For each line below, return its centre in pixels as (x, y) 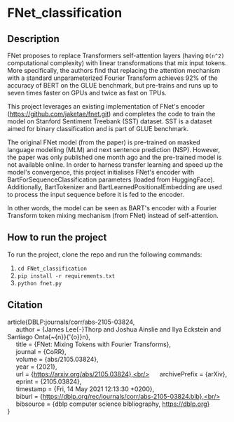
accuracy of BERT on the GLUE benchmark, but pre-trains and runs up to (113, 85)
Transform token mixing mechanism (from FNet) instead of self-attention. (113, 216)
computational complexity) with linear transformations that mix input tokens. (117, 63)
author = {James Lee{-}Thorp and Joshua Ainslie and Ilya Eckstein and (118, 329)
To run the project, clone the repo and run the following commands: (105, 254)
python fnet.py (40, 283)
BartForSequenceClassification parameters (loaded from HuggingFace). (111, 179)
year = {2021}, (36, 367)
